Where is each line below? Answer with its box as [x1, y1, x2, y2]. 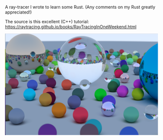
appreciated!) [5, 9, 32, 15]
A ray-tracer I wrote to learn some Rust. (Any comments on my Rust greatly [5, 4, 156, 10]
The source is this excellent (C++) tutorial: [5, 19, 89, 24]
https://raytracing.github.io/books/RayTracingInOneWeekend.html [5, 24, 137, 30]
